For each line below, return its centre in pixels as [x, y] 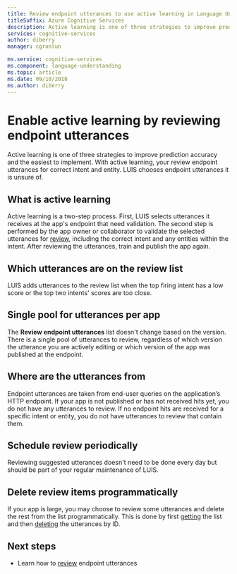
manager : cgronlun [34, 46]
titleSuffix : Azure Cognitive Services [66, 20]
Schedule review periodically [73, 445]
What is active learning [59, 199]
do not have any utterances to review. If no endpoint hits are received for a [116, 408]
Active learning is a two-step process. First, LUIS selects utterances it [109, 216]
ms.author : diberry [36, 85]
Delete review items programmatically [93, 492]
